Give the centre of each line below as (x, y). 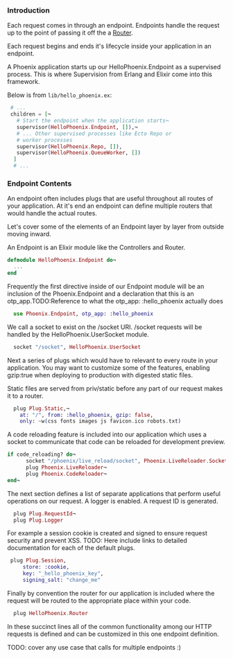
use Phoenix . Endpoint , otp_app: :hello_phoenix (84, 314)
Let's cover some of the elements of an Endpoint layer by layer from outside (115, 226)
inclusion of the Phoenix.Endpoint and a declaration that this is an (101, 294)
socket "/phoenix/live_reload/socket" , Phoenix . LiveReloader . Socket (127, 461)
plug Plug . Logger (38, 520)
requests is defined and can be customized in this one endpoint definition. (113, 634)
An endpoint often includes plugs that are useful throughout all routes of (110, 199)
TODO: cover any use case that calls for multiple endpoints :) (94, 647)
